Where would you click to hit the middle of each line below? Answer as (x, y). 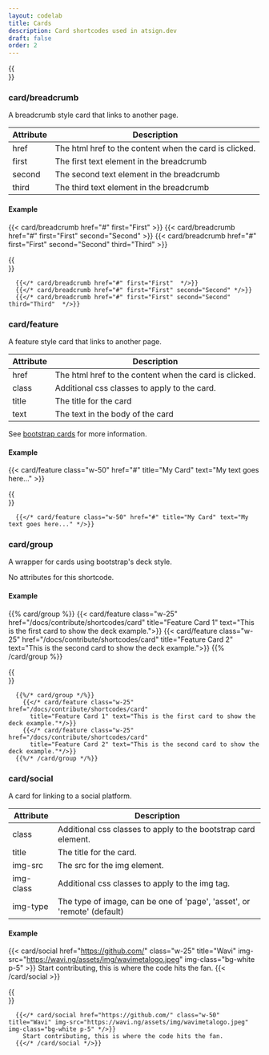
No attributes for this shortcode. (61, 578)
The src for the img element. (110, 865)
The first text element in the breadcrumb (131, 161)
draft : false (30, 38)
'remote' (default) (90, 911)
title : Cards (30, 23)
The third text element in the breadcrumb (132, 188)
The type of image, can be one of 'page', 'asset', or (154, 901)
